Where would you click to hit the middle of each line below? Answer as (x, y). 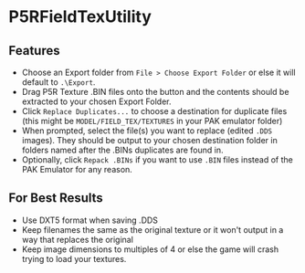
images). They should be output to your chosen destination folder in (149, 140)
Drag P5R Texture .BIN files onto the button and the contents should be (155, 92)
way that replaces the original (78, 239)
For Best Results (56, 198)
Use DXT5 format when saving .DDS (90, 220)
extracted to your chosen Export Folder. (96, 101)
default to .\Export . (58, 82)
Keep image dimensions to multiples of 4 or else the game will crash (150, 249)
